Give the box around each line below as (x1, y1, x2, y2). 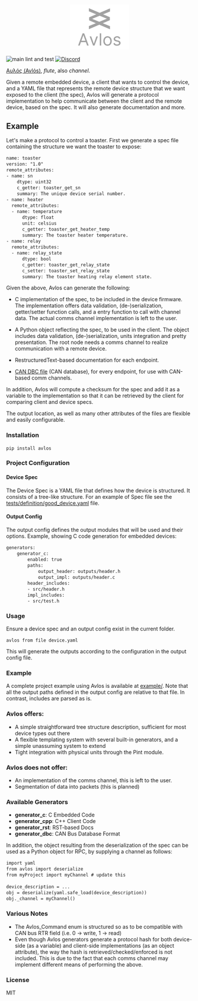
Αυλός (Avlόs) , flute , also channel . (6, 67, 91, 74)
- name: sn (6, 173, 33, 179)
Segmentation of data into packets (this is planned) (14, 783, 140, 790)
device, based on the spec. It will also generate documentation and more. (6, 104, 186, 111)
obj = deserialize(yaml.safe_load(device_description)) (6, 890, 147, 896)
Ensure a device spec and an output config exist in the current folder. (6, 625, 175, 633)
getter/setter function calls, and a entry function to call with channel (14, 308, 181, 315)
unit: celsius (21, 221, 58, 227)
